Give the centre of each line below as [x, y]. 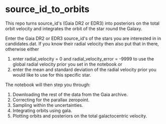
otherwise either [22, 49]
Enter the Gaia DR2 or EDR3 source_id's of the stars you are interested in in [83, 38]
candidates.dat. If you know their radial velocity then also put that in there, [82, 43]
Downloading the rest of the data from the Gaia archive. [70, 94]
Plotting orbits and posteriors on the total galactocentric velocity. [80, 116]
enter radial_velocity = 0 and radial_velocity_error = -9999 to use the [83, 58]
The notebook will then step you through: [48, 85]
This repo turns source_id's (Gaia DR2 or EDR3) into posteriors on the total [82, 23]
